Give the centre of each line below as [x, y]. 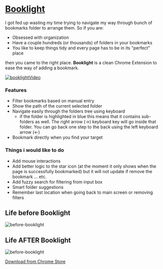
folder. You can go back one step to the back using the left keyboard [89, 127]
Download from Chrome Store [35, 262]
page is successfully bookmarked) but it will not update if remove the [82, 171]
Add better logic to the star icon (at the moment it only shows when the [84, 166]
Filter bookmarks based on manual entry [53, 101]
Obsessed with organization [41, 37]
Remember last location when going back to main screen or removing [82, 192]
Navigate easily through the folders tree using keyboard [68, 111]
